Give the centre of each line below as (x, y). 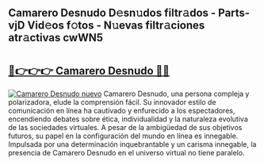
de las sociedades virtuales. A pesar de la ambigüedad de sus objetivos (125, 127)
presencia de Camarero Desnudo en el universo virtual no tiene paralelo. (126, 153)
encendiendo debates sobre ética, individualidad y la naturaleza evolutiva (128, 119)
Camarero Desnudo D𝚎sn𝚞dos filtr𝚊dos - (112, 13)
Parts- (234, 13)
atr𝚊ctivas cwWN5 (56, 38)
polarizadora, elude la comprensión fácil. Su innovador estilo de (112, 102)
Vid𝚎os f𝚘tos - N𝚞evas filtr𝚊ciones (116, 26)
